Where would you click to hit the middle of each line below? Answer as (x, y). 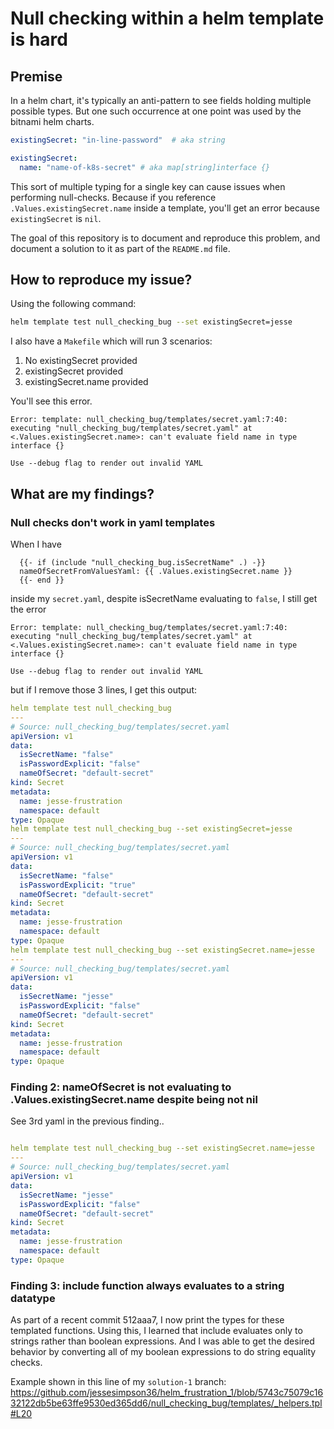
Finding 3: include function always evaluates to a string (147, 1285)
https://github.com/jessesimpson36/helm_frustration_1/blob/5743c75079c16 (167, 1393)
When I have (36, 544)
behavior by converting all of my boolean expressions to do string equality (163, 1352)
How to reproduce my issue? (101, 280)
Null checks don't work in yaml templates (113, 522)
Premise (36, 76)
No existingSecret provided (81, 361)
